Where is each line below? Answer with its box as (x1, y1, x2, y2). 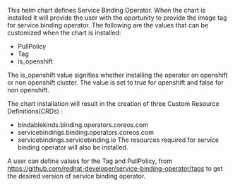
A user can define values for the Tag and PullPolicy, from (7, 157, 173, 165)
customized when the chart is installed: (7, 28, 121, 37)
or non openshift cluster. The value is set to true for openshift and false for (7, 78, 224, 87)
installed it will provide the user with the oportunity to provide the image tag (7, 13, 227, 22)
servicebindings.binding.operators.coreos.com (17, 128, 154, 136)
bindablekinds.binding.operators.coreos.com (17, 121, 148, 129)
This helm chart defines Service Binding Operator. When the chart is (7, 6, 206, 14)
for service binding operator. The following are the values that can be (7, 21, 209, 29)
